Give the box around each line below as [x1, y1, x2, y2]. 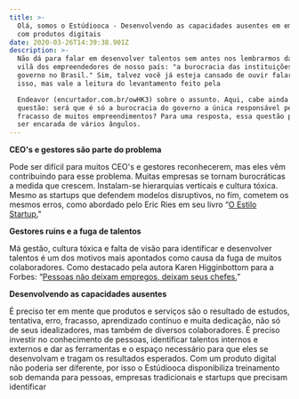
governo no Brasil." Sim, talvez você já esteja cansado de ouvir [17, 71, 269, 80]
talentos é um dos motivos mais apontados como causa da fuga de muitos [9, 252, 282, 263]
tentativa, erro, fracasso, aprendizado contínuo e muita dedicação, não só [9, 315, 281, 326]
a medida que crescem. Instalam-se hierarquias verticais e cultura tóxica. [9, 180, 279, 191]
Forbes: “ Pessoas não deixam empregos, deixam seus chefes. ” [9, 272, 241, 283]
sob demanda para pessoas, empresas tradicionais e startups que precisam [9, 372, 287, 383]
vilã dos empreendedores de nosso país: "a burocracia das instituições [17, 63, 293, 72]
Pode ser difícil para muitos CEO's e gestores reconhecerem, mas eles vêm [9, 162, 287, 172]
